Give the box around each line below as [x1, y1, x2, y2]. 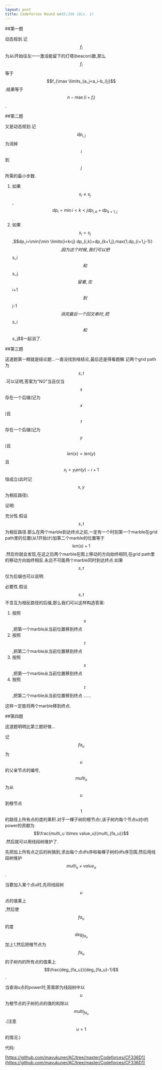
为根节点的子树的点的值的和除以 [5, 1000, 69, 1006]
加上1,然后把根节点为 [5, 942, 46, 948]
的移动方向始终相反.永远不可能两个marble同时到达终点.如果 [5, 557, 123, 563]
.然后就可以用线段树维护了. [5, 839, 59, 845]
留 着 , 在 [77, 279, 93, 285]
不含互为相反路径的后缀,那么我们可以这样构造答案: [5, 599, 105, 605]
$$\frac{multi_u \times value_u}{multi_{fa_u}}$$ [33, 831, 129, 836]
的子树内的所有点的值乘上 [5, 959, 56, 965]
